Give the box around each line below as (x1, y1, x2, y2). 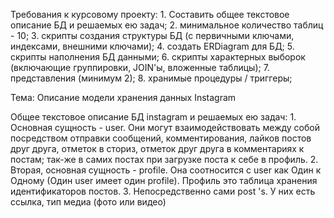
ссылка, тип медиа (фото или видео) (10, 196, 167, 208)
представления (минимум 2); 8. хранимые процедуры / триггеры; (10, 72, 293, 84)
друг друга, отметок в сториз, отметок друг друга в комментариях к (10, 143, 305, 154)
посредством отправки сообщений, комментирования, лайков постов (10, 132, 312, 144)
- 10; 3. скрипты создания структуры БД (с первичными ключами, (10, 30, 295, 41)
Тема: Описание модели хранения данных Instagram (10, 92, 237, 103)
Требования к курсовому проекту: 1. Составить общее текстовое (10, 9, 290, 20)
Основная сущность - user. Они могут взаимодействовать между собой (10, 122, 320, 133)
